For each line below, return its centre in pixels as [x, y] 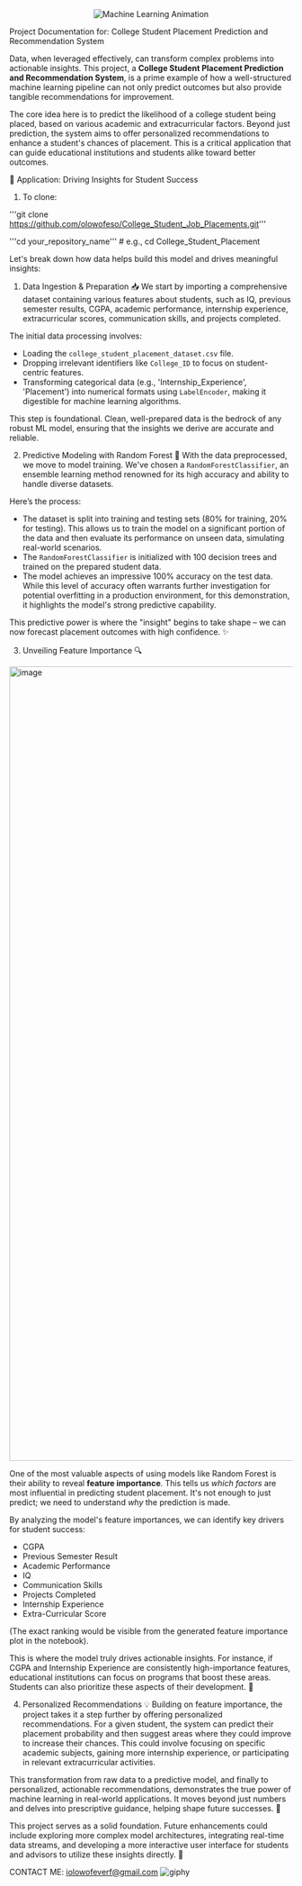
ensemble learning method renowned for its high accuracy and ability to [155, 474]
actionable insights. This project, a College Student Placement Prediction [147, 68]
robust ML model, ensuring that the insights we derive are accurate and [142, 428]
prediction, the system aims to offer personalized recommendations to [139, 133]
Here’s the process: [45, 501]
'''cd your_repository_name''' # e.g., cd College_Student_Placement [135, 241]
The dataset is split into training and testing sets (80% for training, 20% [155, 519]
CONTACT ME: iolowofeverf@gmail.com [84, 1872]
